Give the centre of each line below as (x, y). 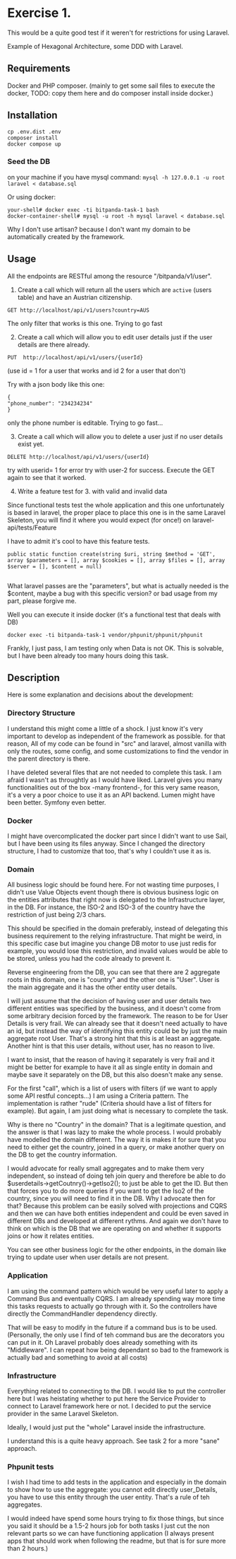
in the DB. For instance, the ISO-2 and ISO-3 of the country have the (106, 907)
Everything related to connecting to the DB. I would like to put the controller (117, 1391)
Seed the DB (29, 162)
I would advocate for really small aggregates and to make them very (106, 1169)
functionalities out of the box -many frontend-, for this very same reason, (113, 787)
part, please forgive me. (42, 601)
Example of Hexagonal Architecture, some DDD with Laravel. (95, 46)
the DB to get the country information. (62, 1155)
